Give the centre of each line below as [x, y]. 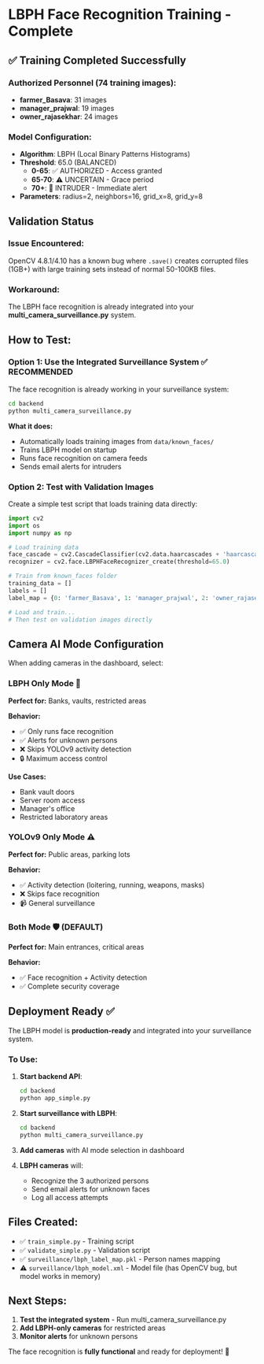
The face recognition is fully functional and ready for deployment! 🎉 [119, 1351]
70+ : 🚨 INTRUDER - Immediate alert [89, 188]
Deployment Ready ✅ [62, 1012]
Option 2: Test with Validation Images [81, 487]
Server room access [52, 800]
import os [24, 525]
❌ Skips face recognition [59, 893]
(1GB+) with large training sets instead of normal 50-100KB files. [112, 269]
